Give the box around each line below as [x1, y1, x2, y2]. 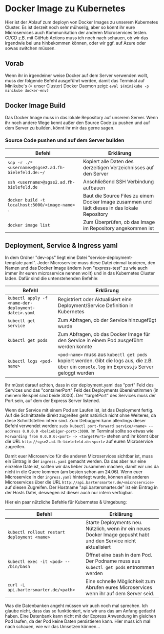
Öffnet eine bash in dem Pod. [85, 551, 152, 558]
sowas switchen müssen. [5, 45, 56, 51]
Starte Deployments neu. [85, 519, 143, 526]
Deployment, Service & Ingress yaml [5, 241, 118, 250]
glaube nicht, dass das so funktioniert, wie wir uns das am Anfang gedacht [5, 608, 155, 613]
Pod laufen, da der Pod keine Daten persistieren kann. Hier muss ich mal [5, 618, 150, 624]
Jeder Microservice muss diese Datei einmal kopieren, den [37, 259, 156, 265]
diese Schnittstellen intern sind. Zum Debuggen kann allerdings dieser [5, 417, 146, 423]
